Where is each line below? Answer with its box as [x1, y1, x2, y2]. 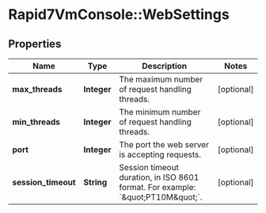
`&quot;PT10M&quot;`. [118, 192, 203, 203]
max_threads [12, 84, 63, 94]
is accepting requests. [118, 149, 202, 160]
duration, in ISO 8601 [118, 172, 199, 183]
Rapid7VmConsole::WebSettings [8, 6, 230, 24]
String [83, 177, 108, 188]
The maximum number [118, 74, 203, 85]
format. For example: [118, 182, 196, 192]
